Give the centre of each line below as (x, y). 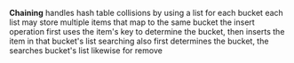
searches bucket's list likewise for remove (86, 51)
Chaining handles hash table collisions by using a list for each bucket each (147, 13)
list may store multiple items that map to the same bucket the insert (132, 22)
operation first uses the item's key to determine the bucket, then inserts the (147, 31)
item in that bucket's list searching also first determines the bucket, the (139, 41)
